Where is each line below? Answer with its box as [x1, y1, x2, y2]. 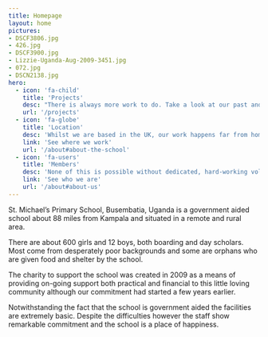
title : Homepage [8, 11, 62, 20]
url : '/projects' [22, 109, 81, 117]
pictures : [8, 26, 41, 34]
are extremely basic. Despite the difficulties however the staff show [8, 311, 230, 320]
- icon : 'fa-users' [15, 153, 81, 161]
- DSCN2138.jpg [8, 71, 59, 79]
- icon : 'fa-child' [15, 86, 81, 94]
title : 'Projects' [22, 94, 84, 102]
